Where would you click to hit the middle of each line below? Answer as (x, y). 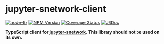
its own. (14, 37)
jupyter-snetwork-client (56, 9)
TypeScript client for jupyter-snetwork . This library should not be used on (82, 32)
